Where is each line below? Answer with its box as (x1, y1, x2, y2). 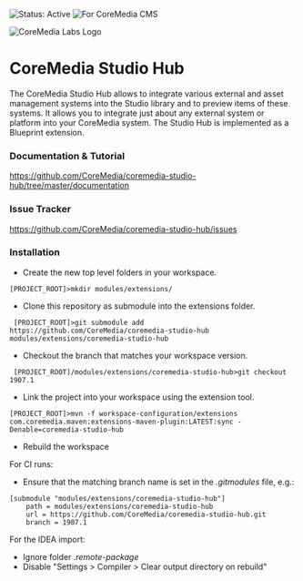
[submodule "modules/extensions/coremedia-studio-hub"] (9, 494, 226, 503)
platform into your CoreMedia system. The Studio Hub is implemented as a (9, 117, 289, 127)
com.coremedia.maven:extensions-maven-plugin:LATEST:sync (9, 417, 234, 426)
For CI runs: (9, 458, 54, 469)
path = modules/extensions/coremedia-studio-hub (25, 502, 214, 511)
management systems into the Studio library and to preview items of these (9, 97, 288, 108)
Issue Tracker (9, 203, 71, 216)
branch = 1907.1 (25, 517, 88, 527)
